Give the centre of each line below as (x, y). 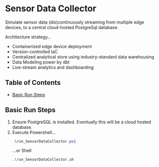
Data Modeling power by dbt (41, 62)
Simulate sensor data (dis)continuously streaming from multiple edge (75, 22)
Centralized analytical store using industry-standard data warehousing (83, 56)
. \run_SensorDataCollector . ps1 (44, 141)
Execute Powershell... (34, 132)
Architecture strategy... (28, 37)
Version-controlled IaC (35, 52)
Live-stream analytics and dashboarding (53, 67)
